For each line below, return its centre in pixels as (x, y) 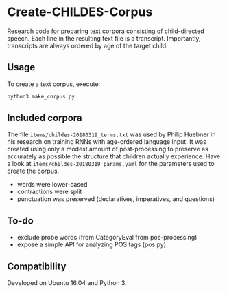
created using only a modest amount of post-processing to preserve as (108, 149)
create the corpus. (33, 171)
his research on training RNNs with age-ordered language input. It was (107, 142)
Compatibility (37, 266)
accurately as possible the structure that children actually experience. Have (114, 156)
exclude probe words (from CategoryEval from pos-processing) (107, 238)
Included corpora (45, 118)
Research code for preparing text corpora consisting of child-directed (106, 31)
